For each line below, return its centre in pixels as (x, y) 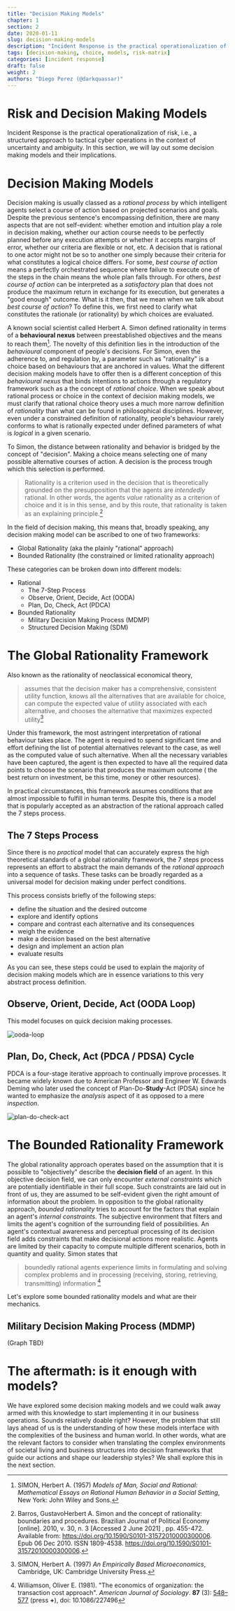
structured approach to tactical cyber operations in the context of (101, 140)
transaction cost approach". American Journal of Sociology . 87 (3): (114, 1592)
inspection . (23, 1103)
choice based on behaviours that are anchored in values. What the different (116, 366)
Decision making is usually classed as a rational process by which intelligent (117, 203)
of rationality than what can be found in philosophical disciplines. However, (115, 411)
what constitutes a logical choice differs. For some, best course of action (113, 262)
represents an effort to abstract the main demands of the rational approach (116, 867)
